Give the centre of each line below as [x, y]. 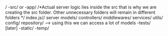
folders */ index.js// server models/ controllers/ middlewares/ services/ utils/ [84, 18]
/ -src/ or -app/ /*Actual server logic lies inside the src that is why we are [81, 7]
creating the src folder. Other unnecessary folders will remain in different [80, 12]
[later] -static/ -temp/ [27, 28]
